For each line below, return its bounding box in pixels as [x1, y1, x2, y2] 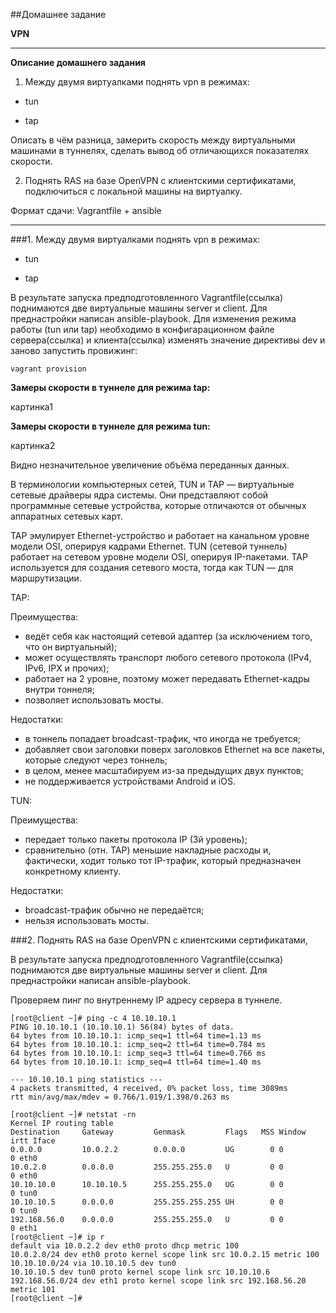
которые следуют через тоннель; [24, 754, 168, 766]
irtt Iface [10, 1136, 56, 1146]
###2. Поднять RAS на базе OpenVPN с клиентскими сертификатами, [10, 934, 308, 946]
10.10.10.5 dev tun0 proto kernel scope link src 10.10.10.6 [10, 1267, 271, 1277]
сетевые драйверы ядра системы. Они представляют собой [10, 489, 269, 501]
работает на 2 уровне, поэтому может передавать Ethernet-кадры [24, 673, 310, 684]
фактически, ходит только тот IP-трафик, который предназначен [24, 855, 302, 866]
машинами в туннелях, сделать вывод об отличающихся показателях [10, 145, 310, 156]
